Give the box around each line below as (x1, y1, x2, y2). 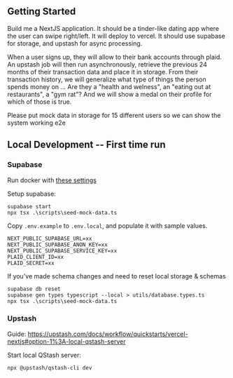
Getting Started (7, 6, 76, 18)
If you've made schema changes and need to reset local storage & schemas (7, 271, 226, 280)
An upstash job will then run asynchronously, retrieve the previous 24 (7, 60, 208, 69)
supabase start (7, 203, 52, 210)
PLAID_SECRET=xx (7, 259, 55, 266)
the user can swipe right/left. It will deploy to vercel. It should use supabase (7, 32, 225, 40)
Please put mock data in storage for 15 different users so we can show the (7, 111, 221, 119)
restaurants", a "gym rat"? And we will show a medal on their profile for (7, 90, 212, 98)
